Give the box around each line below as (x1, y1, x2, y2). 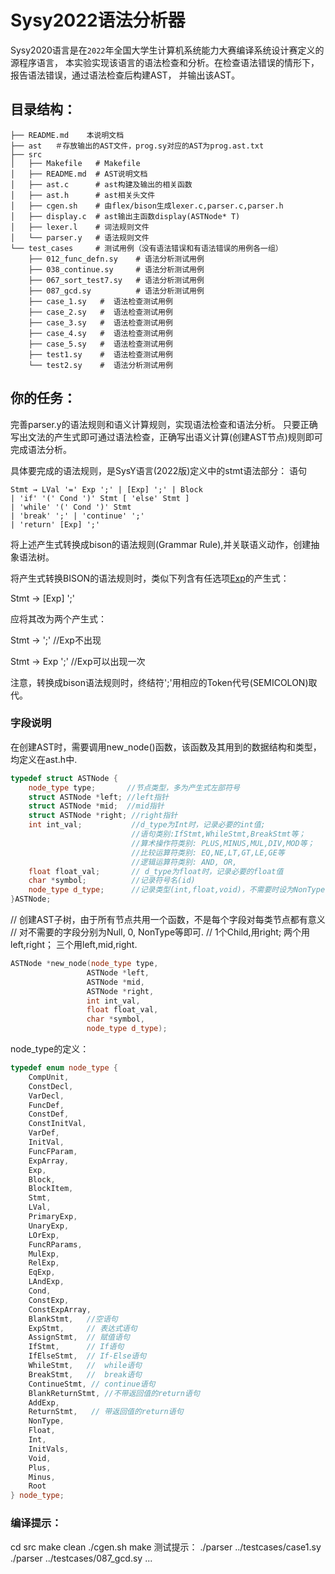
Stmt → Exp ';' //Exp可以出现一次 (10, 655, 146, 667)
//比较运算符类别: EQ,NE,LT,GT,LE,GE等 (131, 847, 285, 858)
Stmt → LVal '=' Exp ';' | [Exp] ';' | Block (10, 484, 203, 495)
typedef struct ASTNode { (10, 773, 118, 783)
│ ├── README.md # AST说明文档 (10, 169, 148, 179)
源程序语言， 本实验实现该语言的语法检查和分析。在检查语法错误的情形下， (10, 56, 320, 68)
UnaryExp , (28, 1221, 70, 1231)
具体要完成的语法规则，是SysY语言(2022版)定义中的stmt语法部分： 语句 (10, 464, 308, 476)
